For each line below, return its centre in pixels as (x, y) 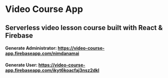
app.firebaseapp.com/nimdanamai (42, 53)
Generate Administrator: (31, 48)
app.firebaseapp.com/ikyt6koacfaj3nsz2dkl (52, 70)
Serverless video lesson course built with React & (84, 28)
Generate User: (21, 65)
